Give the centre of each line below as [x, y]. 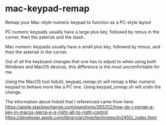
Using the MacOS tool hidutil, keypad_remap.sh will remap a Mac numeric [81, 82]
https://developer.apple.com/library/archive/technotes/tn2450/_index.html [81, 117]
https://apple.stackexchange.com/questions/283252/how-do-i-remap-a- [80, 107]
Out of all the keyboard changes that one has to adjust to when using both [81, 61]
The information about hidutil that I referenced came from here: [70, 101]
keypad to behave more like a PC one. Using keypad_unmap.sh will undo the [83, 86]
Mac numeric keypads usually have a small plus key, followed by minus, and [83, 46]
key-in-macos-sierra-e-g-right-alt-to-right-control [56, 112]
